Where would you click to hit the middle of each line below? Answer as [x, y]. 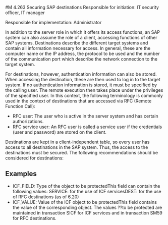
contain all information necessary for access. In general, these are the [78, 48]
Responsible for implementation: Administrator [53, 22]
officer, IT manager [25, 13]
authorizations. [28, 121]
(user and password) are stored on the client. [60, 132]
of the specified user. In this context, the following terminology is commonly [84, 96]
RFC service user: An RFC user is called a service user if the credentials [87, 127]
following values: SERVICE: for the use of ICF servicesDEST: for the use [87, 191]
